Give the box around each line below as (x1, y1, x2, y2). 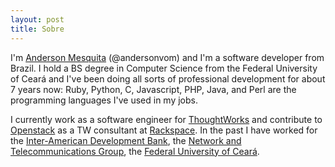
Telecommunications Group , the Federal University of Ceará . (10, 145, 260, 157)
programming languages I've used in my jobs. (10, 94, 198, 106)
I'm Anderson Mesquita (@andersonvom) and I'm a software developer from (10, 51, 325, 63)
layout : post (10, 14, 65, 25)
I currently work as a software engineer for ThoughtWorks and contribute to (10, 113, 323, 125)
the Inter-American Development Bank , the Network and (10, 134, 242, 146)
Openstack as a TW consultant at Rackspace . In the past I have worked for (10, 124, 318, 136)
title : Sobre (10, 24, 65, 34)
